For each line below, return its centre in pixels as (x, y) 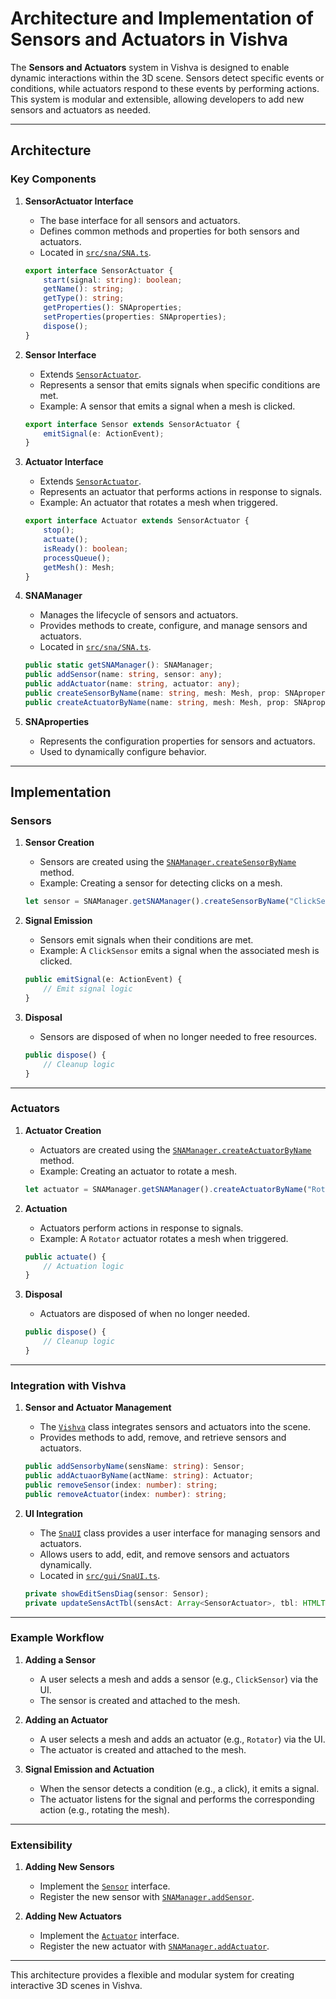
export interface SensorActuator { (99, 270)
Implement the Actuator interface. (109, 1936)
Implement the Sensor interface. (105, 1886)
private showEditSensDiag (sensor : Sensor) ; (117, 1593)
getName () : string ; (84, 289)
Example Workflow (57, 1638)
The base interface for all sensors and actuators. (140, 220)
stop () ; (59, 530)
